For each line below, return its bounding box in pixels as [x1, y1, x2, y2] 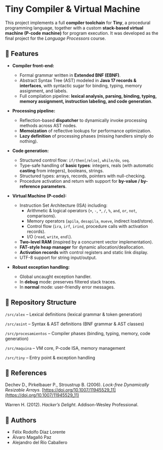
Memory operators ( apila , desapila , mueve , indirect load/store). [27, 218, 154, 224]
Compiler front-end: [12, 62, 54, 68]
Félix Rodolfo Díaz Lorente [12, 429, 66, 435]
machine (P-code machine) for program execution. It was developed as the [5, 30, 159, 36]
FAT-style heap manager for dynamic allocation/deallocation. [19, 244, 145, 250]
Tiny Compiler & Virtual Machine [5, 3, 140, 15]
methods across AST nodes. [19, 122, 77, 128]
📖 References [5, 368, 47, 377]
